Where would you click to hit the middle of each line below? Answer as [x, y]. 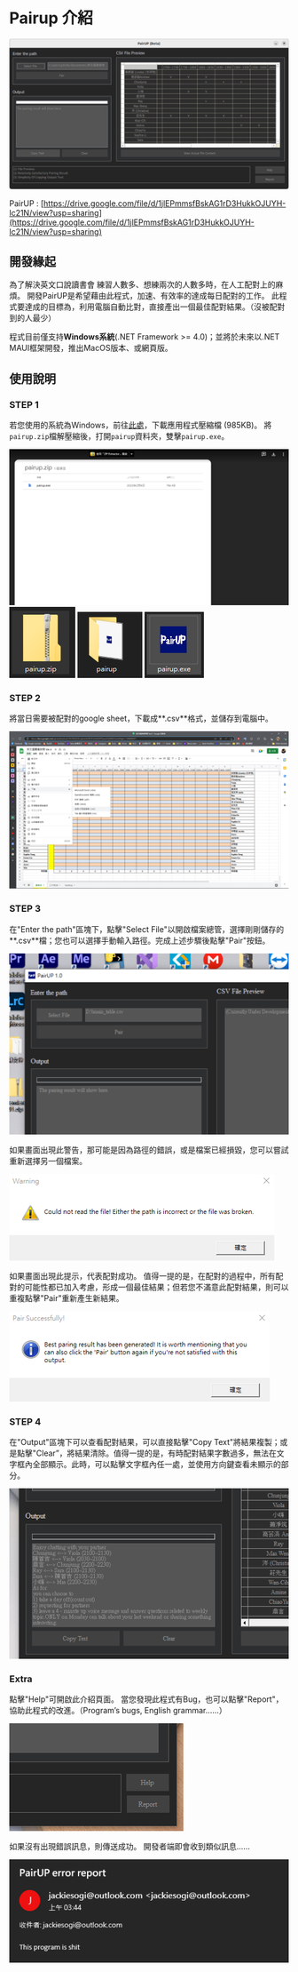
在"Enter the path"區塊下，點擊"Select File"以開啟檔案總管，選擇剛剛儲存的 [147, 929]
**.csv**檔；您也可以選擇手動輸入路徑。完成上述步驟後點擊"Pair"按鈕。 [140, 940]
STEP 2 [25, 698]
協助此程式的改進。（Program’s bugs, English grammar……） [118, 1711]
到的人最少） [32, 318]
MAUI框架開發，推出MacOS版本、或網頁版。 [91, 348]
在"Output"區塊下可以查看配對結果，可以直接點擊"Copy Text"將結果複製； [145, 1442]
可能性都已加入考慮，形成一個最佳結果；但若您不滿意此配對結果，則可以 [157, 1287]
